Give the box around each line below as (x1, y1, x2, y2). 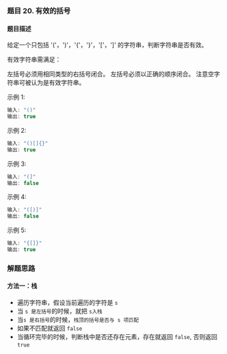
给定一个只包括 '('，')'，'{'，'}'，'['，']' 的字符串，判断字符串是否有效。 (7, 41, 208, 49)
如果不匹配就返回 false (16, 324, 83, 332)
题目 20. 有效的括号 (7, 5, 71, 15)
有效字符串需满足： (7, 55, 62, 64)
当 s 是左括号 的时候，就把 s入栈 (16, 307, 103, 315)
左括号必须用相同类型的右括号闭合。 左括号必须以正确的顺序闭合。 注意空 (7, 70, 214, 78)
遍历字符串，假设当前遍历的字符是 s (16, 299, 118, 306)
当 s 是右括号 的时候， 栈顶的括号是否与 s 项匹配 (16, 316, 139, 323)
